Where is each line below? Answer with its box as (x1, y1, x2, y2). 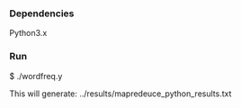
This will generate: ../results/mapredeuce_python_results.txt (9, 88, 232, 99)
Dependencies (9, 7, 75, 20)
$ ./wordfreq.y (9, 70, 63, 81)
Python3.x (9, 28, 48, 39)
